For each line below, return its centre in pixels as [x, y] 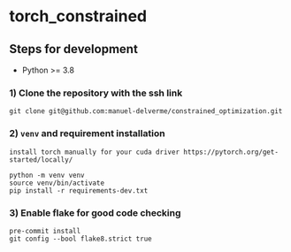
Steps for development [74, 49]
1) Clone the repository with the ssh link [96, 93]
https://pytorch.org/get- [230, 152]
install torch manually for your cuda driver [94, 152]
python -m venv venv [47, 175]
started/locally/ [41, 160]
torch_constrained [78, 16]
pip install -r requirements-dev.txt [79, 191]
